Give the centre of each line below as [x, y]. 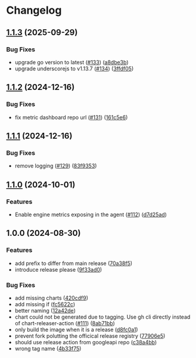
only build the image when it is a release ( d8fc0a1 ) [76, 329]
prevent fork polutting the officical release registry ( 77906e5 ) [90, 336]
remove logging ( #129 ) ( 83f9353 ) [56, 166]
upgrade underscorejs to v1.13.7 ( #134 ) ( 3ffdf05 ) [74, 69]
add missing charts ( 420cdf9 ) [51, 298]
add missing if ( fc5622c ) [45, 304]
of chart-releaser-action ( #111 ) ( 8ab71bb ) [65, 323]
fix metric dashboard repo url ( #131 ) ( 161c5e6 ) [71, 117]
